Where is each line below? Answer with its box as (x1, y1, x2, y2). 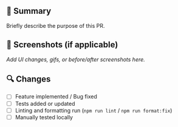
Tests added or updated (15, 100, 75, 107)
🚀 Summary (6, 6, 52, 16)
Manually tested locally (15, 113, 73, 121)
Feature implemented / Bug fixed (15, 93, 97, 100)
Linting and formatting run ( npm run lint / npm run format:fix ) (15, 106, 173, 114)
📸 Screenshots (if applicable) (6, 40, 118, 50)
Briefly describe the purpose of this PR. (6, 22, 105, 29)
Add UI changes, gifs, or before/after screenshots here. (6, 56, 146, 63)
